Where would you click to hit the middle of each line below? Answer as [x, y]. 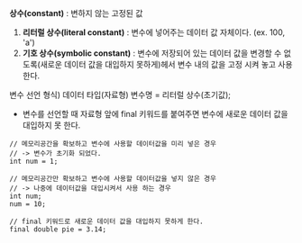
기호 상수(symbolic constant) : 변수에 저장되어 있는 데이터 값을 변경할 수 [152, 53]
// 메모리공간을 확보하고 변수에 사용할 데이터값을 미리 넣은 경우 [113, 144]
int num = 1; [34, 161]
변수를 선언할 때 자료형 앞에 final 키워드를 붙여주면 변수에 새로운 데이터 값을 [155, 114]
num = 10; [28, 204]
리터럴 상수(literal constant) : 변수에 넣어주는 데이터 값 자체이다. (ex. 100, [154, 32]
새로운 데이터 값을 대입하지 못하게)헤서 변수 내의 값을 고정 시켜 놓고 [158, 64]
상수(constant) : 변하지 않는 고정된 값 [76, 13]
